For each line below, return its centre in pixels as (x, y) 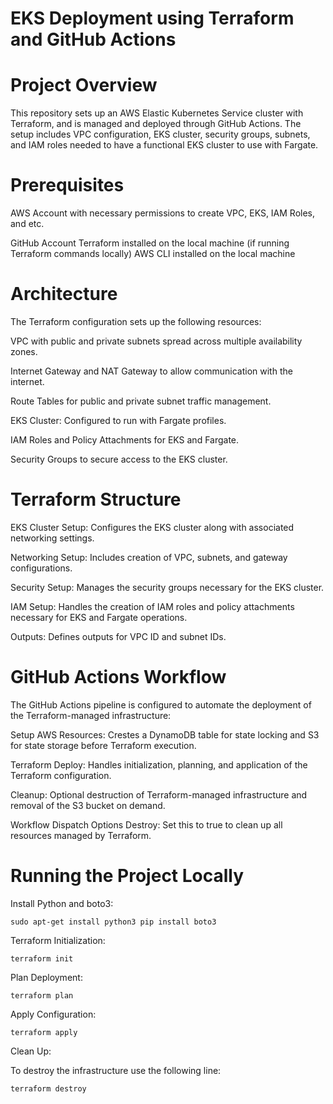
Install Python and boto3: (62, 903)
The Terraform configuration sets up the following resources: (136, 321)
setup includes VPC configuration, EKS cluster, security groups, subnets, (160, 134)
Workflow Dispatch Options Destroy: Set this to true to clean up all (146, 824)
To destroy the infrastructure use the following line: (116, 1070)
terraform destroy (48, 1088)
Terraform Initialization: (58, 940)
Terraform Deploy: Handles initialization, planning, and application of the (159, 764)
